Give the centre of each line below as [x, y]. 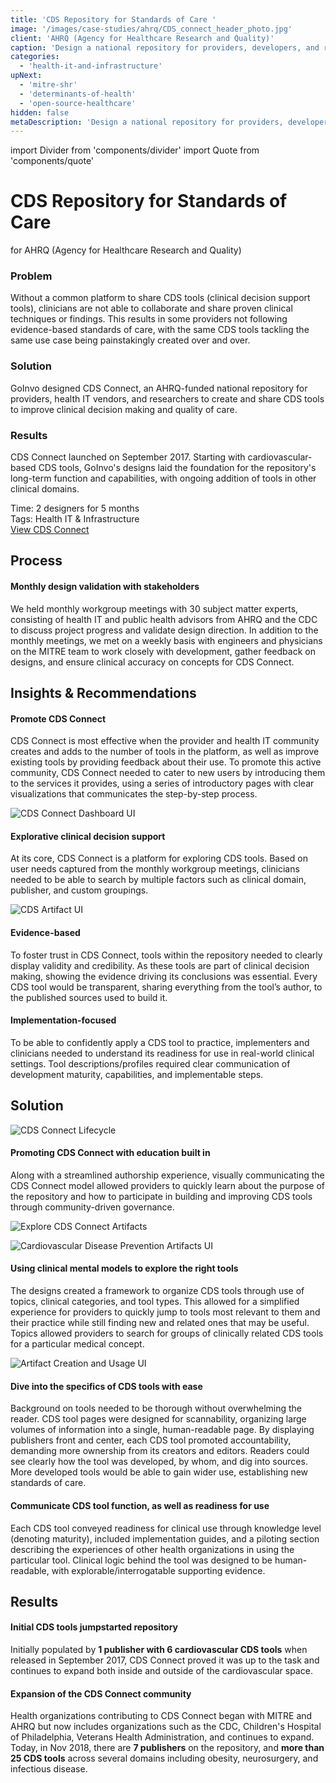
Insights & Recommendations [103, 693]
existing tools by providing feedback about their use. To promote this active [166, 762]
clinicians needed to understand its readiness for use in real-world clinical [162, 1053]
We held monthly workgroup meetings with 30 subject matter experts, [154, 608]
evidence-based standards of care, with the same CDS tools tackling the [160, 330]
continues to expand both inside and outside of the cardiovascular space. [161, 1671]
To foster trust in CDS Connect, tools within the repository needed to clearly [166, 955]
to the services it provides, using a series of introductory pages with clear [162, 783]
